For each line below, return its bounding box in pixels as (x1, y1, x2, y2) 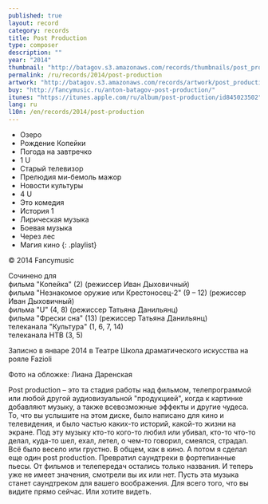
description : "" (8, 49, 62, 57)
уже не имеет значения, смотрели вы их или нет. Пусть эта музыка (8, 470, 239, 479)
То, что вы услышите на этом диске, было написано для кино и (8, 411, 225, 419)
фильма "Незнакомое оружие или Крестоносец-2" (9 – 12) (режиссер (8, 288, 246, 297)
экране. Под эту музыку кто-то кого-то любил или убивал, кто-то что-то (8, 427, 256, 437)
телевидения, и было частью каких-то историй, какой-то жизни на (8, 419, 237, 428)
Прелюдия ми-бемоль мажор (19, 172, 122, 182)
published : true (8, 11, 62, 20)
